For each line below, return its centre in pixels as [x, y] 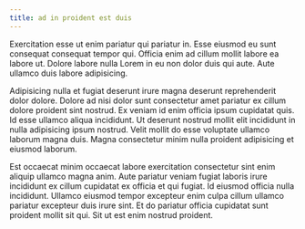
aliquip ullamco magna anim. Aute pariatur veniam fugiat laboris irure [139, 176]
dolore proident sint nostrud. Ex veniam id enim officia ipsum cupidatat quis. [152, 109]
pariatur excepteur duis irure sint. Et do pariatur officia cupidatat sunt [139, 205]
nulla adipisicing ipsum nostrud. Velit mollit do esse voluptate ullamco [140, 130]
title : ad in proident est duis [71, 18]
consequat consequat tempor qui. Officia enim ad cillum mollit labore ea [144, 53]
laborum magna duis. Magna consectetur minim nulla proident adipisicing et [152, 139]
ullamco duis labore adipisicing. [69, 73]
